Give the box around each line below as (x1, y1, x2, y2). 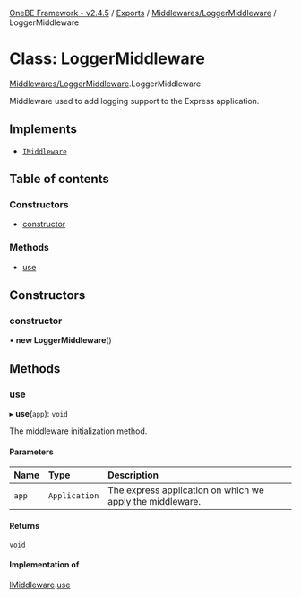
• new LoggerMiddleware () (9, 335, 112, 346)
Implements (9, 121, 78, 137)
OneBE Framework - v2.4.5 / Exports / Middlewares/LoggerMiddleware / (9, 8, 277, 18)
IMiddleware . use (9, 579, 71, 590)
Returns (9, 520, 40, 531)
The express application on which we (107, 484, 264, 497)
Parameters (9, 446, 54, 457)
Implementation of (9, 559, 80, 570)
